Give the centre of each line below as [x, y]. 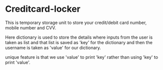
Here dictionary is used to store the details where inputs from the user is [79, 37]
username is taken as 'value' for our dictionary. [53, 47]
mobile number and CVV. [30, 27]
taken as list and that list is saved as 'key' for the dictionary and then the [79, 42]
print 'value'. [18, 62]
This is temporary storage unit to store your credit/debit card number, [76, 23]
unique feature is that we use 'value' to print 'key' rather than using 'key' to [82, 57]
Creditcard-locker [43, 9]
